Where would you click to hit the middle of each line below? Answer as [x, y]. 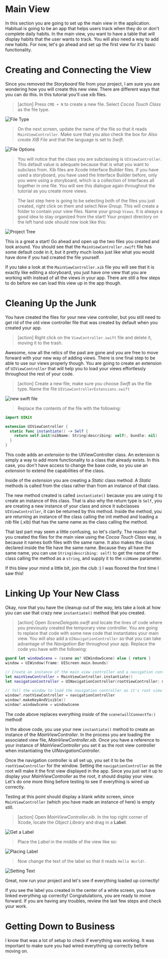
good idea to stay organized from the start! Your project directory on [88, 216]
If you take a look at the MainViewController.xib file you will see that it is [80, 267]
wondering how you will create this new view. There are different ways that [82, 89]
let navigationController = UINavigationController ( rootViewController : [82, 681]
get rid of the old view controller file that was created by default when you [81, 322]
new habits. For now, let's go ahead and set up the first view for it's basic [80, 44]
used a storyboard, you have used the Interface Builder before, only [87, 175]
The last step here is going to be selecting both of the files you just [86, 200]
